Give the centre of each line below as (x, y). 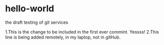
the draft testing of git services (37, 22)
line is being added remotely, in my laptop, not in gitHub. (63, 37)
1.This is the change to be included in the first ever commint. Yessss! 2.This (82, 32)
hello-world (30, 9)
